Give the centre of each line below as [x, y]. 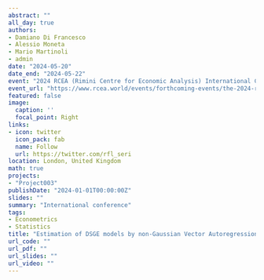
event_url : [26, 88]
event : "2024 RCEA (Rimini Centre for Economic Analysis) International [130, 81]
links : [19, 125]
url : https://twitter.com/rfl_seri [73, 154]
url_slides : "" [33, 256]
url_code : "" [29, 242]
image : [19, 103]
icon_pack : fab [40, 139]
